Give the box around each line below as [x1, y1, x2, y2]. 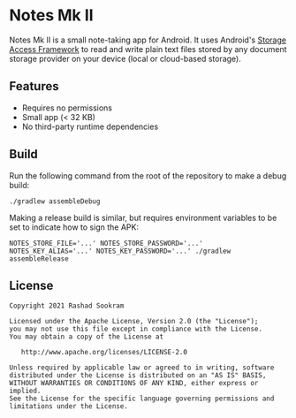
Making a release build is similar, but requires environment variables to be [9, 212, 277, 223]
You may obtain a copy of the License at [9, 332, 164, 341]
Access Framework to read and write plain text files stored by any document [9, 43, 287, 54]
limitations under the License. [9, 402, 128, 411]
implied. [9, 386, 42, 396]
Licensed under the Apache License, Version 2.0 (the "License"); [9, 317, 259, 326]
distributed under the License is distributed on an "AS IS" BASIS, [9, 371, 267, 380]
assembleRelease [9, 254, 69, 263]
